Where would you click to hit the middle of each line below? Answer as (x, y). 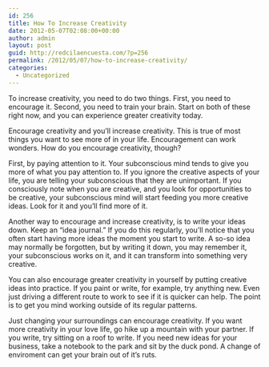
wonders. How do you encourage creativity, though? (95, 147)
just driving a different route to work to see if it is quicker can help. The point (134, 296)
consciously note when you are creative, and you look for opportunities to (130, 188)
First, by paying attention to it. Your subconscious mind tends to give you (128, 163)
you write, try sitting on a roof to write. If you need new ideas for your (123, 337)
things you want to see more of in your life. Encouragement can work (122, 139)
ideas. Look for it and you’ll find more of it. (78, 206)
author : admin (32, 38)
